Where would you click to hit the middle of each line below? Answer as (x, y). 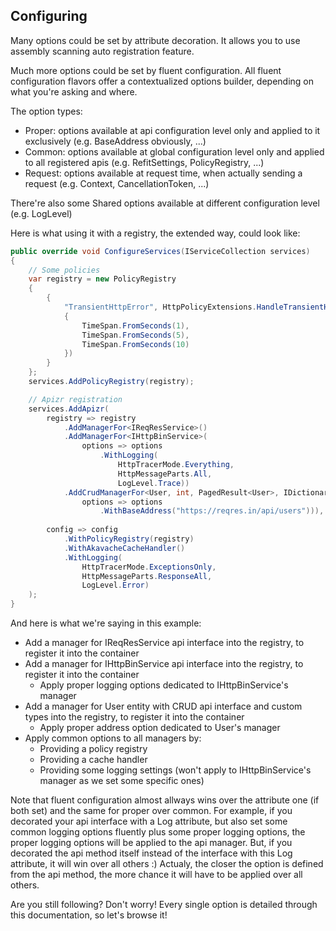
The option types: (46, 111)
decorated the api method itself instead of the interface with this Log (151, 853)
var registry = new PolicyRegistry (102, 279)
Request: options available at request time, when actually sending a (163, 173)
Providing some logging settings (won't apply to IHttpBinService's (175, 770)
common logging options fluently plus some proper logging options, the (158, 832)
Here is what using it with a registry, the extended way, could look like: (155, 233)
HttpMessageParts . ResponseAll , (147, 576)
